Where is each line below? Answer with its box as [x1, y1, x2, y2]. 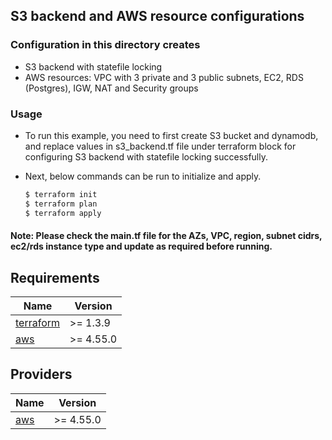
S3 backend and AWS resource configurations [10, 8, 305, 25]
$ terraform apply [24, 208, 102, 218]
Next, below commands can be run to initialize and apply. [24, 170, 262, 182]
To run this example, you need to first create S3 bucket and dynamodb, [24, 129, 319, 141]
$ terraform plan [24, 199, 98, 209]
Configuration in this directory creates [10, 38, 201, 52]
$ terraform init [24, 189, 98, 199]
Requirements [10, 269, 100, 286]
